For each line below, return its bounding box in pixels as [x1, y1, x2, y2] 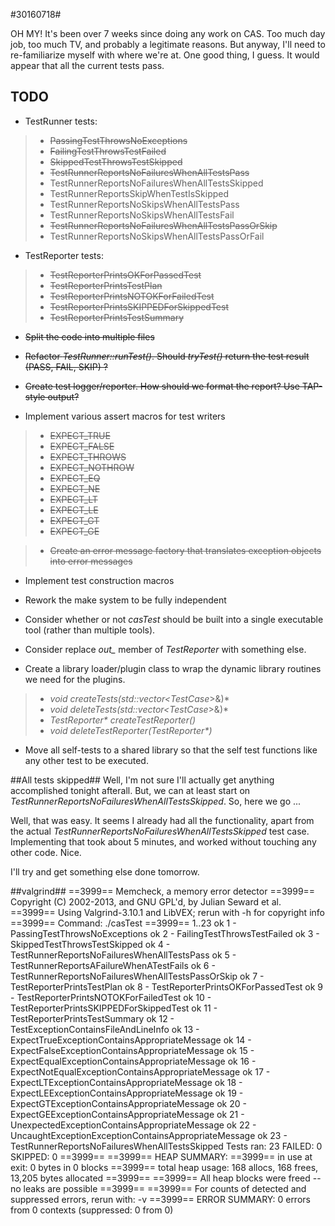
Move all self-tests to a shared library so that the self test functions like [24, 744, 318, 756]
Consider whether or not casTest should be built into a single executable [24, 613, 324, 625]
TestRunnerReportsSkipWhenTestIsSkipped [49, 187, 230, 199]
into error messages [49, 555, 133, 567]
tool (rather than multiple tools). [24, 624, 156, 636]
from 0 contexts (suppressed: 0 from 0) [10, 1204, 174, 1216]
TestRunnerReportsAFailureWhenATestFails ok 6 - [10, 959, 216, 971]
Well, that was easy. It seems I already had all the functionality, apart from [10, 814, 315, 826]
